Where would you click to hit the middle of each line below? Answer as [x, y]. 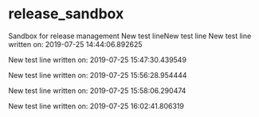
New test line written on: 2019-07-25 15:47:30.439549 [98, 60]
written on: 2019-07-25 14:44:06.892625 [75, 44]
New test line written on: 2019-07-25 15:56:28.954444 [98, 75]
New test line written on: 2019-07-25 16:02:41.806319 [96, 106]
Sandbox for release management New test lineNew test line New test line [130, 36]
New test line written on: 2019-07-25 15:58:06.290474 [97, 90]
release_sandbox [66, 14]
